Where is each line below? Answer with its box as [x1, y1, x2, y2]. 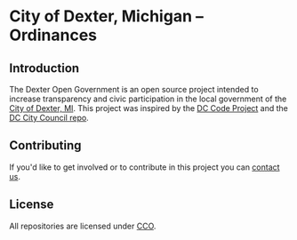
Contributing [9, 138, 82, 153]
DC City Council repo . [9, 113, 89, 123]
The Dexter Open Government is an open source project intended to [9, 84, 260, 94]
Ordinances [9, 25, 98, 45]
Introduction [9, 60, 80, 76]
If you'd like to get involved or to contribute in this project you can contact [9, 162, 280, 172]
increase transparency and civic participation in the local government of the [9, 93, 287, 104]
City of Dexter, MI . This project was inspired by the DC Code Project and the [9, 103, 289, 113]
